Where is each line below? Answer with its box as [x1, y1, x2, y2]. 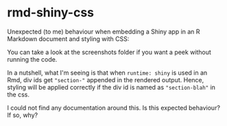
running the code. [7, 55, 58, 63]
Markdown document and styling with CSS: [7, 34, 130, 42]
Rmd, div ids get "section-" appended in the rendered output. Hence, [7, 75, 204, 84]
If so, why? [7, 111, 38, 119]
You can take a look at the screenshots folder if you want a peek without [7, 48, 211, 56]
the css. [7, 90, 29, 99]
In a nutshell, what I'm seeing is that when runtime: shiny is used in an [7, 68, 208, 77]
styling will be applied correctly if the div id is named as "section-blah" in [7, 83, 216, 91]
